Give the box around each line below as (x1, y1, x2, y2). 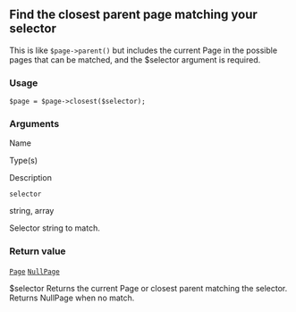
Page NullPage (9, 267, 60, 276)
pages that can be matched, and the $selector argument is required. (9, 54, 261, 65)
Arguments (9, 118, 60, 131)
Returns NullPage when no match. (9, 292, 135, 303)
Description (9, 173, 52, 183)
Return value (9, 245, 66, 257)
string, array (9, 206, 55, 216)
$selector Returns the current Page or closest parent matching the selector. (9, 282, 288, 293)
